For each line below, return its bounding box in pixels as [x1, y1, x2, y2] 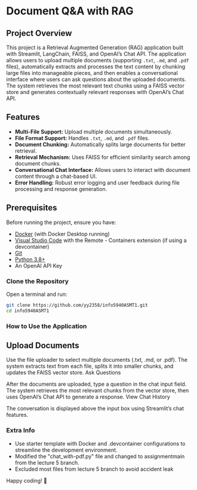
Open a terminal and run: [6, 291, 67, 298]
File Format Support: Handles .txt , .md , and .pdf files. [14, 134, 150, 141]
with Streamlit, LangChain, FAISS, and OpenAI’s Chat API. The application [6, 50, 186, 58]
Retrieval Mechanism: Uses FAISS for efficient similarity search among [14, 153, 190, 161]
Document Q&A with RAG [6, 4, 134, 18]
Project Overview [6, 28, 72, 38]
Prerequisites [6, 202, 57, 213]
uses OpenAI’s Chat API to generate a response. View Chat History [6, 394, 170, 401]
